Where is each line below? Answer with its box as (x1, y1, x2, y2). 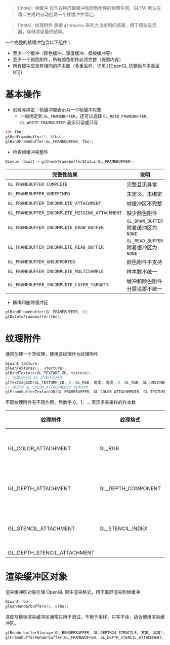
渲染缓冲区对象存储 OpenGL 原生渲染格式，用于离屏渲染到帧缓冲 (5, 589, 140, 595)
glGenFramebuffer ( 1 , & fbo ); (5, 134, 65, 139)
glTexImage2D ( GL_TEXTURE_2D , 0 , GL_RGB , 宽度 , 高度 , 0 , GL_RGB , (5, 380, 141, 385)
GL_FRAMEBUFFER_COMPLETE (8, 182, 68, 187)
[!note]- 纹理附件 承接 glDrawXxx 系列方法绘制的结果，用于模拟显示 (17, 22, 157, 28)
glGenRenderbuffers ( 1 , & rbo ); (5, 604, 69, 609)
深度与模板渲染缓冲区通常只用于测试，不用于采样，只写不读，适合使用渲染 (5, 613, 160, 620)
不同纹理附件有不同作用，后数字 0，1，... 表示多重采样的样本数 (5, 399, 136, 405)
